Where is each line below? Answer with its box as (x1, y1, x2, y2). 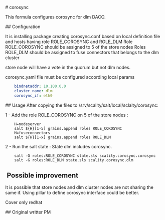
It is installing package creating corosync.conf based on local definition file (5, 34, 160, 39)
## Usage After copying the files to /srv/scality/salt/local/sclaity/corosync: (5, 102, 159, 108)
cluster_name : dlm (14, 88, 53, 93)
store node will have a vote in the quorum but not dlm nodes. (5, 65, 131, 70)
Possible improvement (7, 171, 79, 180)
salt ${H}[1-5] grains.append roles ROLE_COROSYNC (14, 126, 122, 131)
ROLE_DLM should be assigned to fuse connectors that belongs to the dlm (5, 50, 159, 55)
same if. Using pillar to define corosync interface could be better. (5, 190, 139, 196)
